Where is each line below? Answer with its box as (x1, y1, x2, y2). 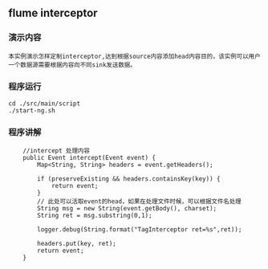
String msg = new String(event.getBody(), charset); (37, 205, 217, 213)
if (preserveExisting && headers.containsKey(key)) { (37, 175, 221, 183)
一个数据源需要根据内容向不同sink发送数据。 (8, 60, 136, 69)
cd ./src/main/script (8, 100, 81, 108)
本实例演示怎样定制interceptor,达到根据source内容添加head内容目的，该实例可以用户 (8, 52, 261, 60)
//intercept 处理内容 (22, 147, 91, 155)
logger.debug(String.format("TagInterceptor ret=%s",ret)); (37, 226, 242, 234)
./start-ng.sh (8, 106, 56, 115)
